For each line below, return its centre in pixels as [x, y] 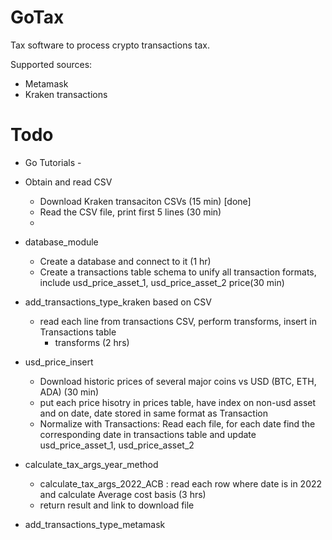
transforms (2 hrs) [92, 342]
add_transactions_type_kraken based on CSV [118, 302]
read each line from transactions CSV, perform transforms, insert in [178, 321]
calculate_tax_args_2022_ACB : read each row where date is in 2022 [181, 483]
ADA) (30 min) [69, 392]
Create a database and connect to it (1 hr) [125, 261]
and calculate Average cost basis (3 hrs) [123, 494]
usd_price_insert [59, 362]
